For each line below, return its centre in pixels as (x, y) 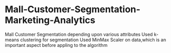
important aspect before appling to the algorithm (56, 45)
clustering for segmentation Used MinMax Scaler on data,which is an (93, 40)
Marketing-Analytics (50, 20)
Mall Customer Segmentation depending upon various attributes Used (79, 34)
